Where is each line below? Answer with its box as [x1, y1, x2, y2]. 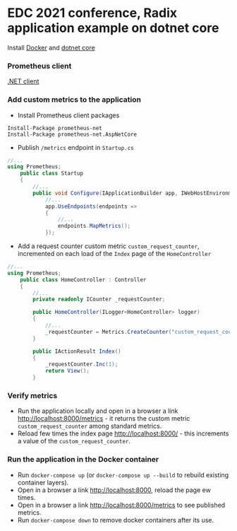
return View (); [44, 368, 90, 375]
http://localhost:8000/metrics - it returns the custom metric [17, 414, 190, 423]
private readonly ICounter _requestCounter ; [32, 296, 166, 303]
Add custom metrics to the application [7, 95, 141, 105]
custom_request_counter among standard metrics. [17, 422, 162, 431]
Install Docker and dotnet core [7, 43, 95, 52]
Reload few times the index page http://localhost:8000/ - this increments [17, 429, 229, 438]
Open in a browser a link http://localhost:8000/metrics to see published [17, 501, 226, 509]
